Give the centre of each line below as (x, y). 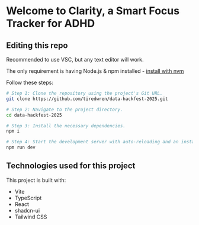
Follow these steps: (30, 82)
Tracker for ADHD (51, 23)
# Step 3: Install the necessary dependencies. (66, 126)
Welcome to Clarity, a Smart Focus (93, 11)
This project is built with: (36, 180)
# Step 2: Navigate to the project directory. (65, 110)
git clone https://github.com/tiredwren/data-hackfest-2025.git (87, 99)
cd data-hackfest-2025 (34, 115)
